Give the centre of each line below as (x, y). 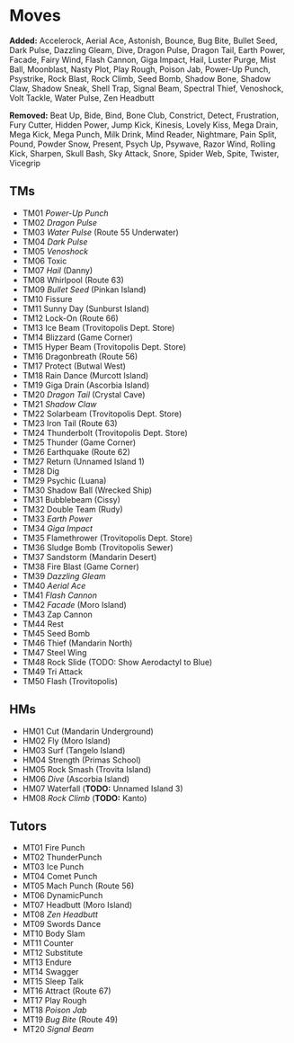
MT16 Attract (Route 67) (67, 991)
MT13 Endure (47, 962)
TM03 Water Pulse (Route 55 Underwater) (101, 232)
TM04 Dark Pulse (55, 241)
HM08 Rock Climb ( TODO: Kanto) (85, 798)
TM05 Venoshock (55, 251)
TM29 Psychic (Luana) (64, 480)
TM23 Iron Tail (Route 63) (70, 423)
